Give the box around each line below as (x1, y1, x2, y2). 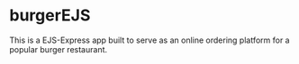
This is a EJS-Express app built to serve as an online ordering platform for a (9, 35, 290, 45)
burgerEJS (9, 5, 91, 26)
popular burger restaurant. (9, 44, 108, 54)
